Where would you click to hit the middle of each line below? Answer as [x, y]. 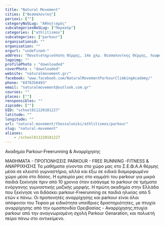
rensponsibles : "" [24, 101]
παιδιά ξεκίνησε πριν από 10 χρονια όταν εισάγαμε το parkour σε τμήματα [81, 182]
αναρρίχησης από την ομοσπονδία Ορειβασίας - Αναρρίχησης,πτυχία [76, 208]
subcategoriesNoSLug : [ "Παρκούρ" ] [41, 28]
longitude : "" [20, 119]
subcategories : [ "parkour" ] [34, 37]
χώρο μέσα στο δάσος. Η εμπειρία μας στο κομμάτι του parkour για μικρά [80, 177]
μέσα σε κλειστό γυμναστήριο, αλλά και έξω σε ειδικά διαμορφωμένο [77, 171]
